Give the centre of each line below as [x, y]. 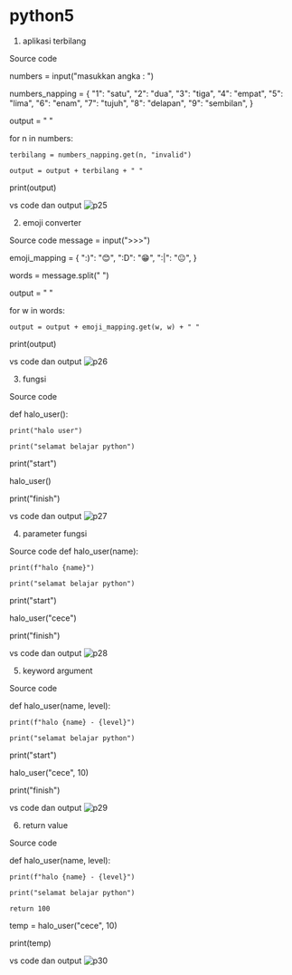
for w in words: [37, 310]
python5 [42, 16]
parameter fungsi [55, 533]
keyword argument [57, 671]
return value [45, 825]
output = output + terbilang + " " [76, 170]
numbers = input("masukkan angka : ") [82, 76]
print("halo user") [46, 430]
